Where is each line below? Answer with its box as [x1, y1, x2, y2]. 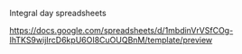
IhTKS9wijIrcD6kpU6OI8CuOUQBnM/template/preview [9, 35, 213, 45]
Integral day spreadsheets [9, 8, 107, 18]
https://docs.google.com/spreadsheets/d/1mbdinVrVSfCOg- [9, 25, 234, 35]
